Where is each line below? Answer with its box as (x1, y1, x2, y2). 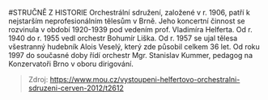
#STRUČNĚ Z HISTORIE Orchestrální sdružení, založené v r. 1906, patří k (8, 8, 251, 17)
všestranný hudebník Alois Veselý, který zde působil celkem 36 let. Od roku (8, 42, 261, 52)
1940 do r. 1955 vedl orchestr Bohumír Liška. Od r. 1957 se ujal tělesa (8, 33, 238, 43)
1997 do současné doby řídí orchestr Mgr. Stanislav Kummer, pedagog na (8, 51, 253, 60)
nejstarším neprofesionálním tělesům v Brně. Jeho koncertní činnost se (8, 16, 245, 26)
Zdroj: (28, 75, 49, 84)
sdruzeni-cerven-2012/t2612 (28, 83, 124, 93)
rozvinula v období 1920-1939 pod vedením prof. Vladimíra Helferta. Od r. (8, 25, 253, 34)
